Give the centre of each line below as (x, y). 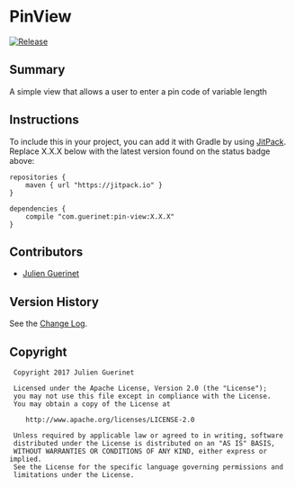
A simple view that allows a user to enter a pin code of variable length (139, 91)
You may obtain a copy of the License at (92, 404)
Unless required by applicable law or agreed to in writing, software (148, 436)
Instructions (44, 120)
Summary (37, 70)
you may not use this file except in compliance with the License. (142, 396)
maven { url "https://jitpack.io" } (94, 185)
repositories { (38, 177)
